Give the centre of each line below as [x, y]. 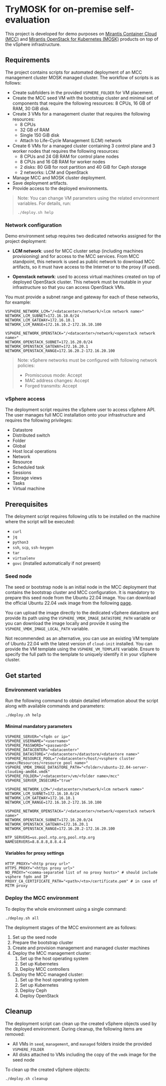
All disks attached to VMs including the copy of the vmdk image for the [84, 1054]
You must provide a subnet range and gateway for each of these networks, [82, 297]
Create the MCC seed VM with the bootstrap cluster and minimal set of [85, 98]
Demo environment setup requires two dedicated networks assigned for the [83, 236]
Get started [23, 675]
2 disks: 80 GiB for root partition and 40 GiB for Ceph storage [83, 167]
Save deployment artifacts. [40, 183]
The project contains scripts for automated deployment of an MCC [74, 72]
